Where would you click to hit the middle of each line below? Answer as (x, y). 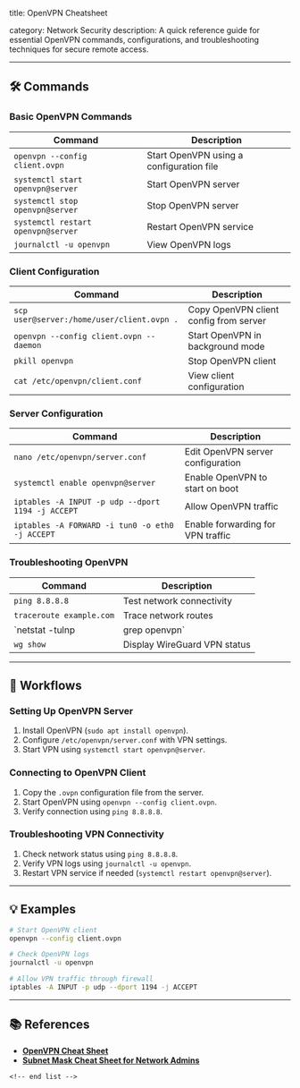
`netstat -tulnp (45, 630)
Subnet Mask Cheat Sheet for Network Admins (111, 1060)
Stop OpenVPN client (232, 361)
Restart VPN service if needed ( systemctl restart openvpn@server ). (147, 872)
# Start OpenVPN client (54, 930)
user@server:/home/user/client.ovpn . (96, 319)
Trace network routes (168, 615)
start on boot (212, 489)
